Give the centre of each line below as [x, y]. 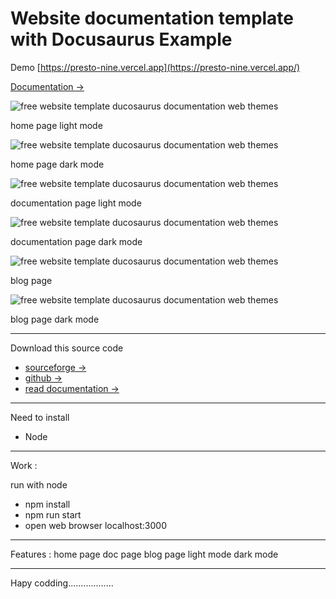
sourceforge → [55, 367]
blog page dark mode [55, 319]
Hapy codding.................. [62, 583]
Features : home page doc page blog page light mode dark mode [144, 554]
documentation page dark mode [76, 241]
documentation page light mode [76, 203]
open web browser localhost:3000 [95, 525]
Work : [24, 465]
